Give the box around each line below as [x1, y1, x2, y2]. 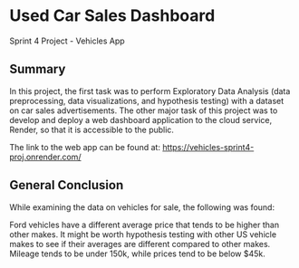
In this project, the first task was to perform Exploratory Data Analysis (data [9, 85, 291, 96]
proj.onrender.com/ [9, 151, 82, 162]
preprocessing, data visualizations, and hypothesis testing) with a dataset [9, 95, 285, 106]
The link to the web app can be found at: [9, 141, 161, 152]
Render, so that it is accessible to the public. [9, 124, 175, 135]
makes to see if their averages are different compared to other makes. [9, 238, 271, 249]
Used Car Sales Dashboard [9, 5, 216, 26]
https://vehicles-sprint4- [162, 141, 255, 152]
